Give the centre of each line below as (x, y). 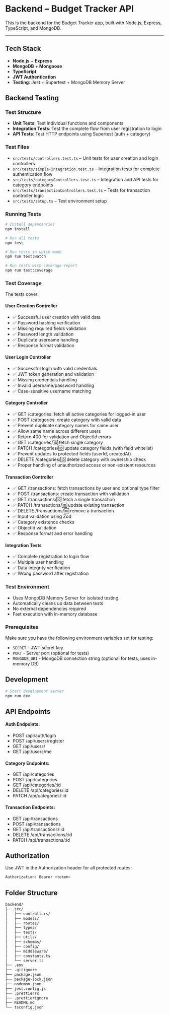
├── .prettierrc (22, 993)
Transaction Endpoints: (30, 807)
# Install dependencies (30, 225)
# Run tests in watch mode (33, 252)
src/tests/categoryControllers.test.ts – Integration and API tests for (86, 179)
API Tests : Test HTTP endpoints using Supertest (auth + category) (81, 134)
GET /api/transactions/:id (38, 829)
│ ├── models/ (22, 918)
